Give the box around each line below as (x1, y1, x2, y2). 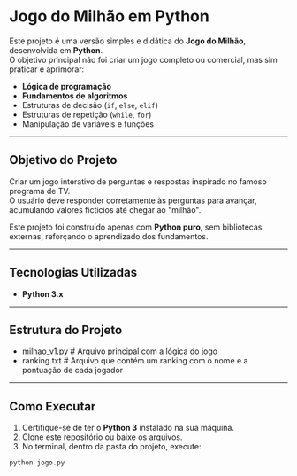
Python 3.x (21, 288, 64, 299)
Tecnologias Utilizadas (9, 265, 138, 280)
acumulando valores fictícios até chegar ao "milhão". (9, 204, 202, 215)
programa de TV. (9, 185, 71, 196)
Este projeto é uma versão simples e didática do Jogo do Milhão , (9, 35, 246, 46)
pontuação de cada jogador (21, 365, 124, 376)
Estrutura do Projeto (9, 322, 123, 338)
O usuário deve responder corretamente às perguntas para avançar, (9, 195, 257, 206)
